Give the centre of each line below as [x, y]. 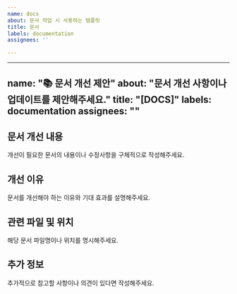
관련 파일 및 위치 [41, 222]
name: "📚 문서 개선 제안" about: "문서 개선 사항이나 [117, 83]
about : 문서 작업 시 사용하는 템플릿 [54, 20]
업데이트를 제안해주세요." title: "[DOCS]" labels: [110, 99]
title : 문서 [24, 27]
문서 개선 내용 [35, 136]
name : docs [23, 14]
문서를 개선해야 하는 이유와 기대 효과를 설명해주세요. [79, 197]
